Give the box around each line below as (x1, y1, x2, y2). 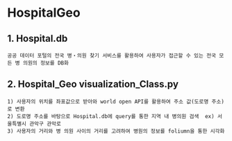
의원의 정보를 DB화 (23, 60, 69, 67)
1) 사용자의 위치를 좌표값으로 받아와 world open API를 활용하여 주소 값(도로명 (7, 98, 209, 105)
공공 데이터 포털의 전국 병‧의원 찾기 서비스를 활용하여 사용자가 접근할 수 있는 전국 (7, 52, 217, 59)
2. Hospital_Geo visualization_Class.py (7, 78, 179, 90)
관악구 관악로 (28, 120, 61, 127)
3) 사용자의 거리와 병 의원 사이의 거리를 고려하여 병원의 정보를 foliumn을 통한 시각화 (7, 127, 225, 135)
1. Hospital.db (7, 33, 68, 44)
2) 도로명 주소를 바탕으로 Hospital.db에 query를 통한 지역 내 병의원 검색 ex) (7, 113, 215, 119)
